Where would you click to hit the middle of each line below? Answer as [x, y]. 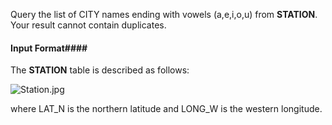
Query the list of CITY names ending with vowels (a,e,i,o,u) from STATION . [164, 14]
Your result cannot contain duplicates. [88, 25]
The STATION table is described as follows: [100, 70]
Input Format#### [49, 48]
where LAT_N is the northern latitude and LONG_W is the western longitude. [166, 109]
